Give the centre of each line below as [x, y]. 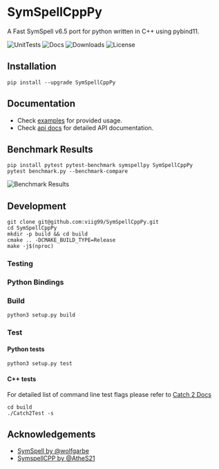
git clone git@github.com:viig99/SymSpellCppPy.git [83, 222]
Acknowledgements [51, 435]
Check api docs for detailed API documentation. [85, 127]
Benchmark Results [50, 149]
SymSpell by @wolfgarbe [53, 451]
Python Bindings [36, 283]
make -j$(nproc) [30, 247]
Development [37, 206]
